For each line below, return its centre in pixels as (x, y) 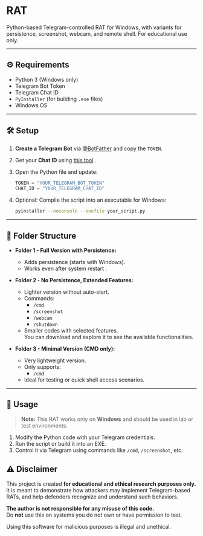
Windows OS (31, 105)
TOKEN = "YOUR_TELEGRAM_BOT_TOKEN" (60, 183)
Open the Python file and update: (56, 172)
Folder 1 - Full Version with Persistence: (66, 250)
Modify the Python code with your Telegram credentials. (85, 437)
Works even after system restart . (66, 268)
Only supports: (43, 367)
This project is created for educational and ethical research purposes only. (101, 484)
